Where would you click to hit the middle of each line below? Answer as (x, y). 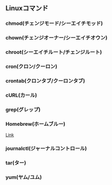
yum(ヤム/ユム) (24, 177)
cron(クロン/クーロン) (31, 67)
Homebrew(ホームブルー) (35, 124)
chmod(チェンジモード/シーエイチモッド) (54, 23)
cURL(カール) (21, 95)
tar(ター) (16, 162)
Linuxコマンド (27, 8)
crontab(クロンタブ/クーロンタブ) (45, 81)
